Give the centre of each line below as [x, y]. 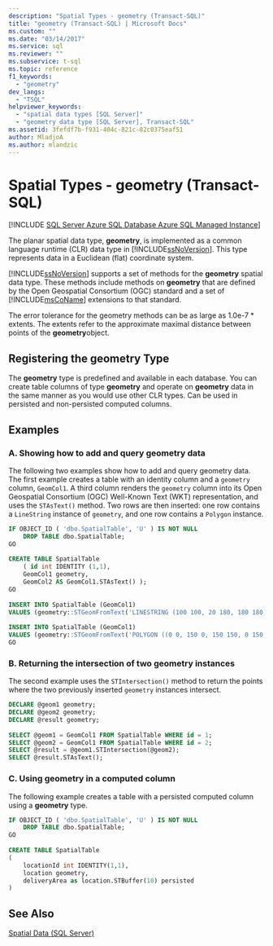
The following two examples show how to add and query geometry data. [130, 470]
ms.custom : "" [32, 31]
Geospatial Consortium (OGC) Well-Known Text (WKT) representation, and [133, 496]
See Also [31, 913]
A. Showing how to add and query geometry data [107, 453]
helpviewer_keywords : [45, 107]
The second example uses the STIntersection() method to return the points [136, 681]
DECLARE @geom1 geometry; [52, 705]
